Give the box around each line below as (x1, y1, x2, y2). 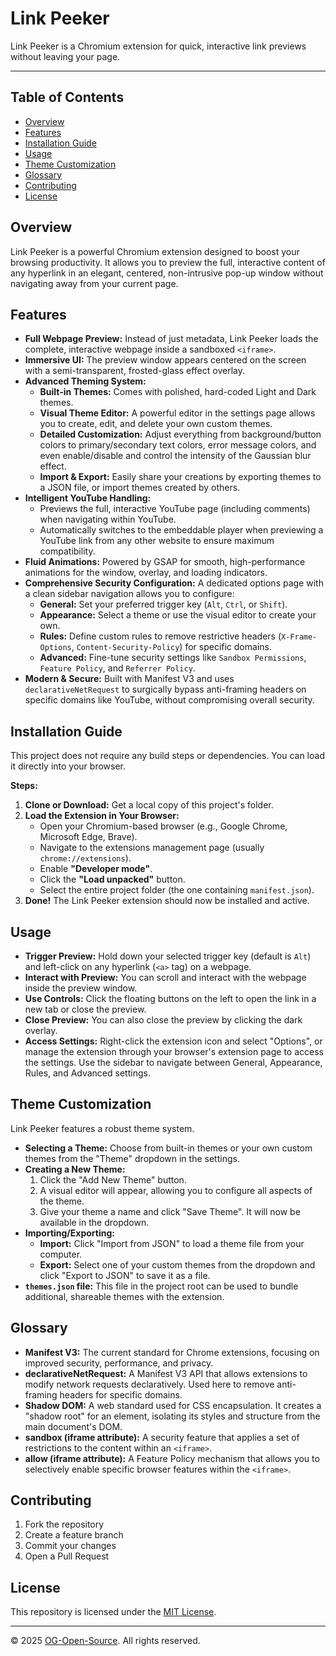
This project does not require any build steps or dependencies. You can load (10, 750, 325, 762)
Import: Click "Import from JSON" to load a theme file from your (39, 1237, 305, 1249)
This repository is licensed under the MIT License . (10, 1606, 217, 1618)
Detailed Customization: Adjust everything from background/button (39, 428, 322, 441)
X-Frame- (281, 632, 318, 642)
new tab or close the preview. (24, 1003, 147, 1015)
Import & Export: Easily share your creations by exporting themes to (39, 471, 322, 483)
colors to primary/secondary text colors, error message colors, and (39, 439, 317, 451)
